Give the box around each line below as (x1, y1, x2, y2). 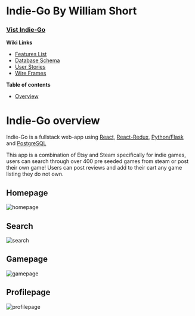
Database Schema (14, 57, 60, 64)
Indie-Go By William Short (6, 4, 137, 18)
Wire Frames (14, 70, 47, 77)
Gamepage (6, 254, 48, 264)
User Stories (14, 63, 46, 70)
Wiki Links (6, 39, 33, 46)
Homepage (6, 188, 48, 198)
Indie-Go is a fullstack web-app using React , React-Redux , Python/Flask (6, 133, 184, 141)
